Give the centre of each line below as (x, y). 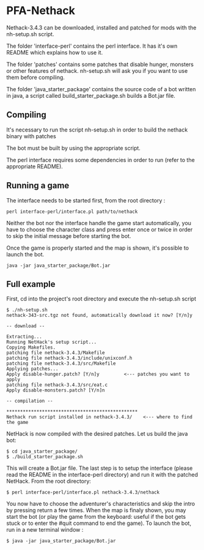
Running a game (38, 186)
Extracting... (24, 337)
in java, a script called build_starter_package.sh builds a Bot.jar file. (91, 95)
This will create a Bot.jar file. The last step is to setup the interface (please (100, 468)
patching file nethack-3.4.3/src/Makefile (61, 364)
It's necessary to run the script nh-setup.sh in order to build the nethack (97, 130)
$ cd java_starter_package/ (42, 452)
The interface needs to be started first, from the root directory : (86, 200)
